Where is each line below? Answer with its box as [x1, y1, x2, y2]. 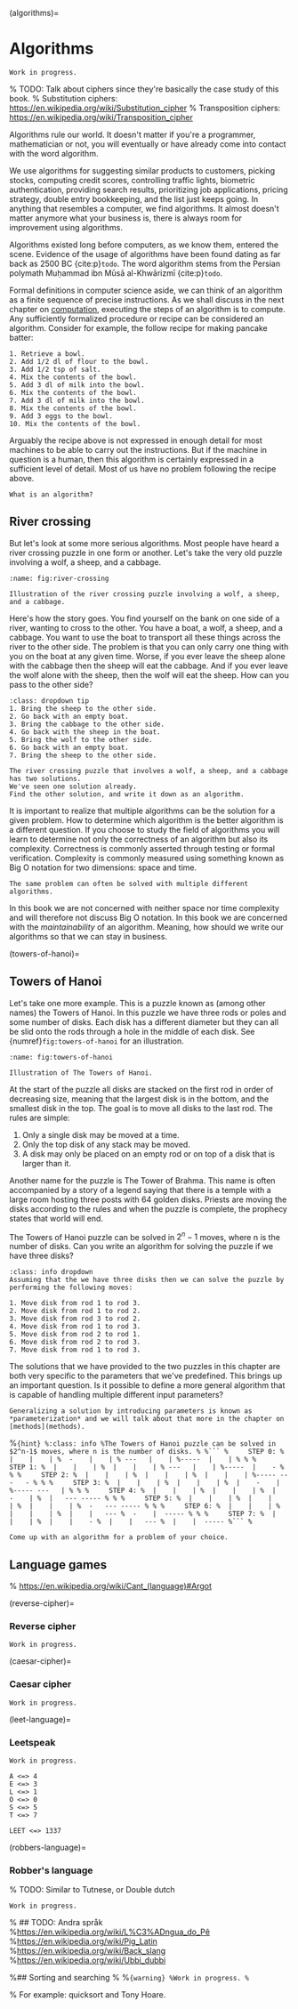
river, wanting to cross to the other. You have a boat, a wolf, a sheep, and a [9, 622, 283, 633]
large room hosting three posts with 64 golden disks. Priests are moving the [9, 1194, 287, 1205]
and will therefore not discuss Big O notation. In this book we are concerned [9, 912, 287, 923]
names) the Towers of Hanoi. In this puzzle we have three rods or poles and [9, 1007, 286, 1018]
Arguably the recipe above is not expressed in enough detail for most [9, 435, 262, 446]
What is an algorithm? [9, 489, 93, 499]
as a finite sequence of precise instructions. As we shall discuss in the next [9, 294, 285, 305]
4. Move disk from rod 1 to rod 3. [9, 1322, 141, 1331]
